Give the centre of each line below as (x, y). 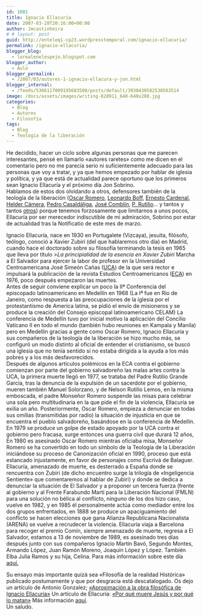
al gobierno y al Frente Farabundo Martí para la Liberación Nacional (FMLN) (100, 492)
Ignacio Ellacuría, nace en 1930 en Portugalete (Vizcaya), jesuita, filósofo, (97, 235)
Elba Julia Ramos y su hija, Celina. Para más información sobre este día (95, 556)
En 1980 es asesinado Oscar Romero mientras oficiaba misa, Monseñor (95, 441)
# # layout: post (28, 34)
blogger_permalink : (31, 74)
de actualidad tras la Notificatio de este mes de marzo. (74, 223)
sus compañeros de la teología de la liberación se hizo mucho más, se (93, 338)
